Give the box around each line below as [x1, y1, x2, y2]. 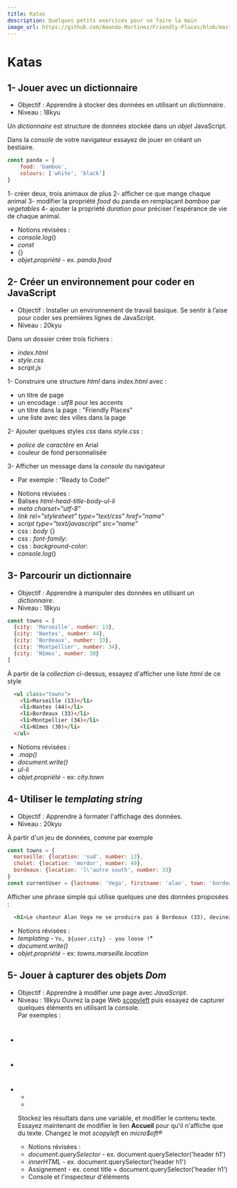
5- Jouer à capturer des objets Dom [7, 970, 167, 982]
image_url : [7, 23, 39, 30]
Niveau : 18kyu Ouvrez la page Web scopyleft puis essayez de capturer [17, 996, 225, 1004]
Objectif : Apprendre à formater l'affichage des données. [17, 812, 183, 821]
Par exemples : [17, 1011, 61, 1019]
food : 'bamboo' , [20, 163, 68, 170]
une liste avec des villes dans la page [17, 413, 126, 421]
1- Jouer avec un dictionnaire [7, 82, 138, 94]
